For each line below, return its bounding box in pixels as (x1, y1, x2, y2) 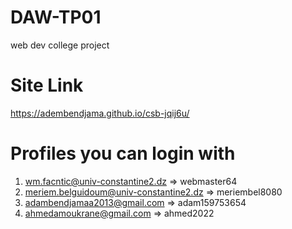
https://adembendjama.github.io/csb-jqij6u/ (10, 107, 190, 119)
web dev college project (10, 39, 110, 51)
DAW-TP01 (10, 6, 102, 29)
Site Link (10, 74, 84, 97)
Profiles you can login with (10, 142, 236, 165)
